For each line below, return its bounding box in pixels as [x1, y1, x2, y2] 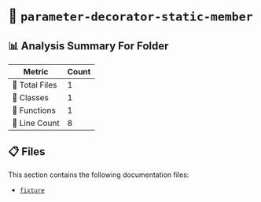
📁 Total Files [12, 80, 57, 90]
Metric [23, 67, 49, 77]
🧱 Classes [12, 92, 50, 103]
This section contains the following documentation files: [8, 170, 189, 179]
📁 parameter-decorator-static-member [8, 7, 253, 25]
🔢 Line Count [12, 117, 61, 128]
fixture [19, 186, 45, 194]
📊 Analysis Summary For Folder [8, 39, 169, 52]
